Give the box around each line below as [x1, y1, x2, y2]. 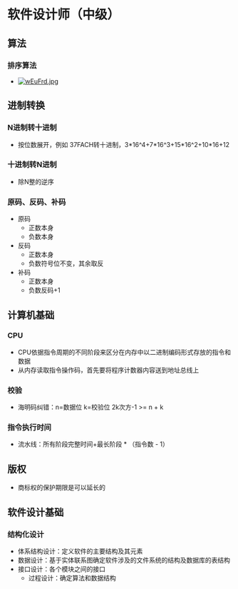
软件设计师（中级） [7, 6, 120, 23]
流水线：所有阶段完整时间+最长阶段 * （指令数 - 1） [17, 440, 169, 448]
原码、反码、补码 [7, 197, 66, 207]
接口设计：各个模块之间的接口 [17, 565, 105, 573]
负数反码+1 [28, 286, 61, 295]
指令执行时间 [7, 423, 52, 433]
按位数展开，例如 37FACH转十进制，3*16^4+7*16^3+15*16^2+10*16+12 [17, 140, 230, 148]
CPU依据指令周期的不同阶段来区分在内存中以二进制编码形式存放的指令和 [17, 348, 232, 356]
